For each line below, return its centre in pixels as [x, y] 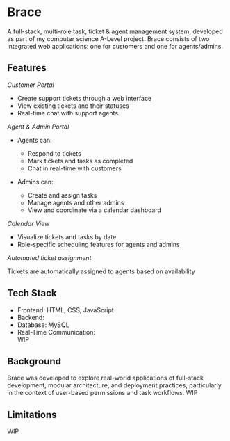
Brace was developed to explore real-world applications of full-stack [105, 378]
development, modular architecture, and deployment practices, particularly [115, 385]
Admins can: [35, 182]
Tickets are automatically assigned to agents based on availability [101, 271]
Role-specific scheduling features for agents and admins [98, 244]
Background [34, 361]
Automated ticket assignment [49, 257]
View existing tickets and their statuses [73, 106]
